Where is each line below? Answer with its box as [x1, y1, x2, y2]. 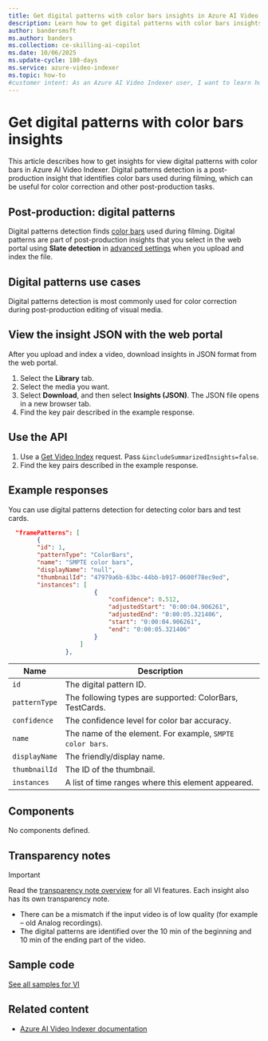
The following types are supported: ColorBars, [65, 692, 238, 703]
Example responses [8, 483, 109, 497]
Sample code [8, 958, 75, 972]
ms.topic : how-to [8, 71, 66, 79]
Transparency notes [8, 849, 111, 863]
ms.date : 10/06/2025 [8, 49, 77, 57]
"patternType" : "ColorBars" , [37, 551, 134, 559]
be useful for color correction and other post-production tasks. [8, 182, 215, 192]
